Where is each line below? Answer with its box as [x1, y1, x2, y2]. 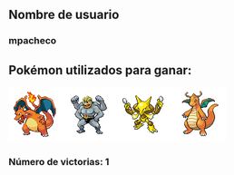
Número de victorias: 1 [8, 156, 110, 169]
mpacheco [8, 34, 57, 47]
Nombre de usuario [8, 7, 120, 23]
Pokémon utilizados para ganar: [8, 63, 192, 78]
